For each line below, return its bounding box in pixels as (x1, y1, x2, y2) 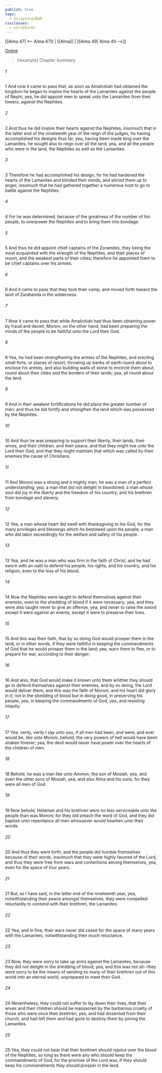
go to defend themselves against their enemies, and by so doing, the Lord (5, 682, 152, 688)
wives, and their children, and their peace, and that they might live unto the (5, 443, 154, 449)
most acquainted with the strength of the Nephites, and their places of (5, 250, 145, 256)
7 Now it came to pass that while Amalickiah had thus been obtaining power (5, 318, 156, 324)
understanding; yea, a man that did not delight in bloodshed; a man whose (5, 484, 153, 491)
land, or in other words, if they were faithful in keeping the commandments (5, 641, 154, 647)
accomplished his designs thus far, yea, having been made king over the (5, 136, 149, 141)
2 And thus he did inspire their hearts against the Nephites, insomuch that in (5, 125, 157, 131)
